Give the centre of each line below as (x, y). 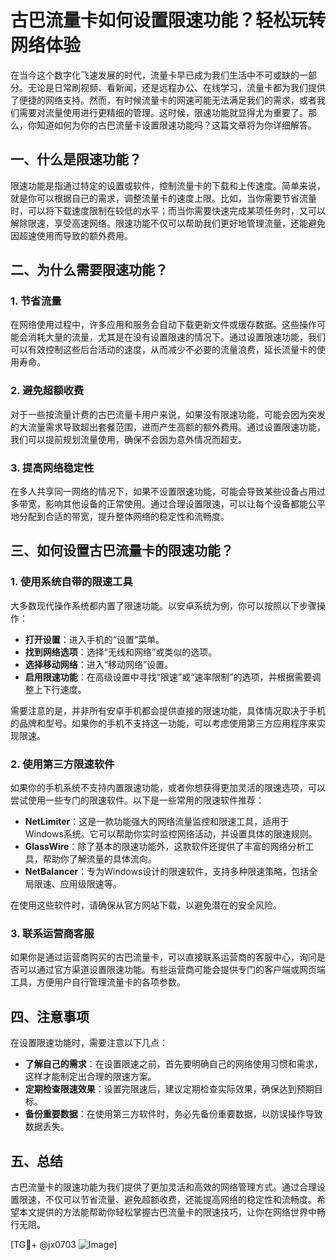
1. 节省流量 (36, 301)
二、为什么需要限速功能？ (89, 270)
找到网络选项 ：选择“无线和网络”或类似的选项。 (121, 652)
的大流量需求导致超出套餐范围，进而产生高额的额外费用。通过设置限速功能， (168, 427)
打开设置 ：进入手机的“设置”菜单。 (94, 639)
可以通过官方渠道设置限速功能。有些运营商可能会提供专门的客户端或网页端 (172, 970)
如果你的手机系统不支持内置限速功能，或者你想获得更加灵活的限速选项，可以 (168, 788)
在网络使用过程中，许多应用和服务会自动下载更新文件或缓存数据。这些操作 (163, 325)
